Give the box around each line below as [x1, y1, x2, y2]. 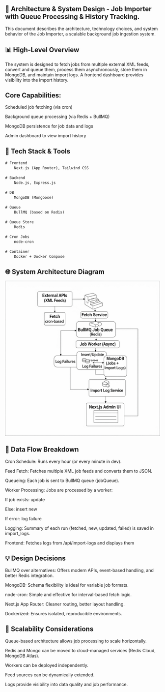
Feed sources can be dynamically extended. [5, 672, 95, 678]
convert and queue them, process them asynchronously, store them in [5, 66, 147, 72]
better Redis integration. [5, 572, 54, 578]
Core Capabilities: [5, 91, 61, 100]
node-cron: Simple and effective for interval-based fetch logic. [5, 591, 132, 598]
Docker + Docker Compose [14, 254, 65, 259]
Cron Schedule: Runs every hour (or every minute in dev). [5, 458, 122, 464]
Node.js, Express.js [14, 181, 56, 185]
